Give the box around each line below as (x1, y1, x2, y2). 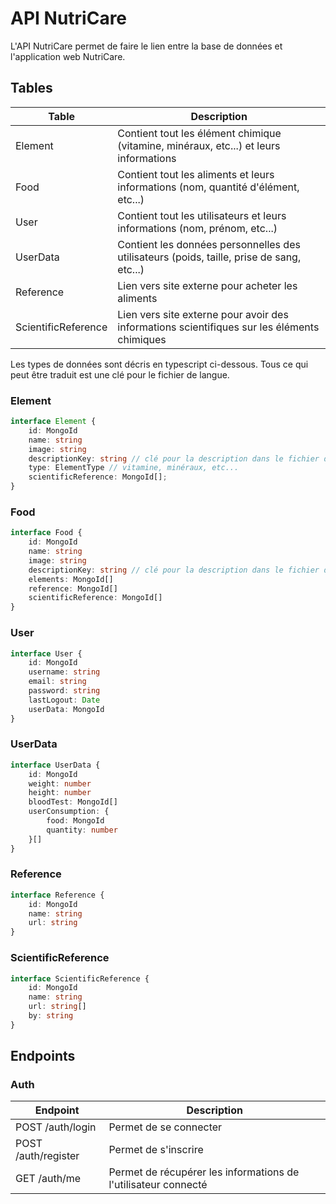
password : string (28, 686, 101, 696)
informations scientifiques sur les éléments (117, 320, 320, 334)
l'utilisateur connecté (108, 1178, 208, 1192)
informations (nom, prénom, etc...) (117, 221, 278, 235)
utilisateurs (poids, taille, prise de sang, (117, 250, 302, 264)
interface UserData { (10, 760, 101, 770)
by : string (28, 1011, 74, 1021)
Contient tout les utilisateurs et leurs (117, 208, 287, 222)
